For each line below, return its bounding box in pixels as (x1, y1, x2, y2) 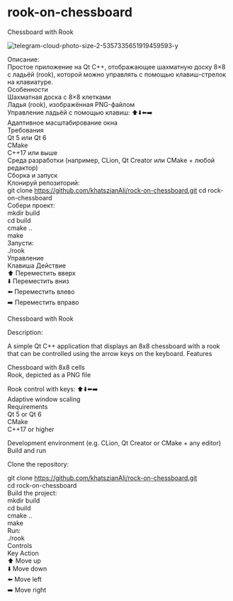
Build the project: (7, 488, 57, 497)
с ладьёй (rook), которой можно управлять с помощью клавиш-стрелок (7, 70, 227, 79)
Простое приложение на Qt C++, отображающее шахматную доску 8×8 (7, 62, 226, 71)
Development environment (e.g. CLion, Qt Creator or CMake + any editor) (7, 438, 222, 447)
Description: (7, 328, 43, 336)
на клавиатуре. (7, 77, 53, 86)
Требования (7, 125, 44, 134)
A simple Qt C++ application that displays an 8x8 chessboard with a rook (7, 341, 221, 350)
